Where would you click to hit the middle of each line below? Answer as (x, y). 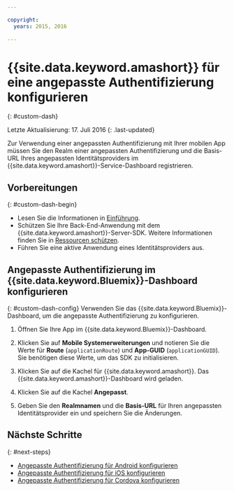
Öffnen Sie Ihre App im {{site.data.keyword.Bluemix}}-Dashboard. (112, 329)
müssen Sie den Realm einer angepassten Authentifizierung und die (105, 151)
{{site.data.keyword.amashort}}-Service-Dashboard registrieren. (100, 166)
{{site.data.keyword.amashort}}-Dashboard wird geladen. (100, 379)
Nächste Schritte (45, 435)
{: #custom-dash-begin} (42, 205)
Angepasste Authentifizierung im (81, 270)
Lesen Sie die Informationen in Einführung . (79, 218)
